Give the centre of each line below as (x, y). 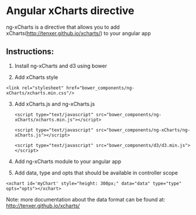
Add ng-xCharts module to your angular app (68, 161)
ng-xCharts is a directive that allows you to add (63, 27)
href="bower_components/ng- (100, 88)
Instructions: (30, 52)
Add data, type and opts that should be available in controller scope (96, 173)
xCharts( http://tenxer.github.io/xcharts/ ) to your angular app (78, 33)
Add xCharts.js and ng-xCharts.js (55, 104)
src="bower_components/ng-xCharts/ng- (143, 130)
